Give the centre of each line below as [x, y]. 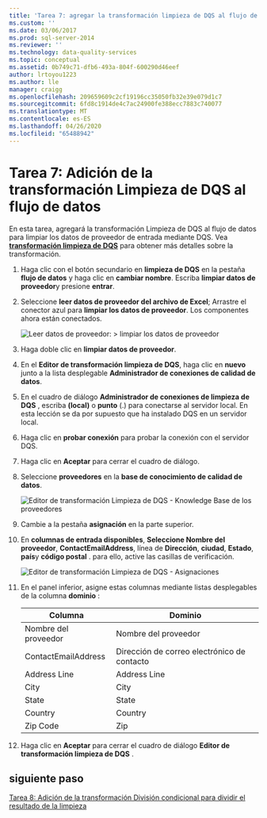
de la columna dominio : [60, 595]
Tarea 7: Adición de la [81, 173]
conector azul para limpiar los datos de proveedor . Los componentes [134, 309]
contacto [132, 661]
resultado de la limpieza [48, 806]
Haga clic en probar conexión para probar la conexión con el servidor [135, 437]
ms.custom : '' [32, 23]
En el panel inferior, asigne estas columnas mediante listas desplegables [139, 587]
